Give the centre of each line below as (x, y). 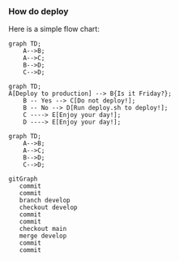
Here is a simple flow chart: (54, 29)
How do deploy (38, 11)
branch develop (45, 201)
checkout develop (49, 208)
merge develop (43, 236)
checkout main (43, 229)
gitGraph (23, 179)
